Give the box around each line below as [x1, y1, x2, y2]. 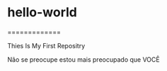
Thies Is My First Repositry [7, 41, 86, 50]
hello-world [7, 4, 78, 21]
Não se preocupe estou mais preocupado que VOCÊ [7, 55, 161, 64]
